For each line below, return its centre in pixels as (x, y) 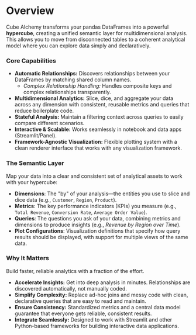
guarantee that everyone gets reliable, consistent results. (83, 313)
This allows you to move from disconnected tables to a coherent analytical (96, 39)
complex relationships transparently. (67, 92)
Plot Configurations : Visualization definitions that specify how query (97, 231)
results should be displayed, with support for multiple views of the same (101, 237)
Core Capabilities (31, 61)
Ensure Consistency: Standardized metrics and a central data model (97, 307)
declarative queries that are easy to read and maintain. (80, 301)
